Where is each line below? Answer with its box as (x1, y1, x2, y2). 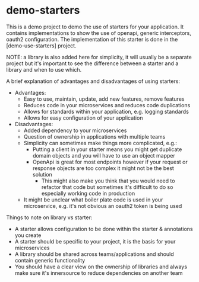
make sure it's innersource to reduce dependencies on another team (14, 269, 183, 276)
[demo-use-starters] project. (6, 42, 77, 49)
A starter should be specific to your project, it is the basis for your (14, 238, 176, 245)
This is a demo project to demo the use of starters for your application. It (6, 23, 184, 30)
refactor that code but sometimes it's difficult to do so (41, 183, 173, 190)
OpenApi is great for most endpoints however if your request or (32, 158, 188, 165)
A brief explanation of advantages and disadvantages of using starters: (6, 78, 180, 85)
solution (32, 171, 52, 178)
